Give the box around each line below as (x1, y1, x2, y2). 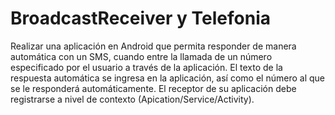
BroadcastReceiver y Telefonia (10, 7, 271, 30)
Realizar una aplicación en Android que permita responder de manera (10, 40, 297, 52)
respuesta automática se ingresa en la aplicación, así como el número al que (10, 72, 325, 84)
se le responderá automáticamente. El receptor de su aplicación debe (10, 82, 297, 94)
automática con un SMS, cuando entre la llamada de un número (10, 50, 273, 62)
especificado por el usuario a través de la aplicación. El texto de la (10, 61, 283, 73)
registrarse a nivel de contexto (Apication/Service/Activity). (10, 93, 255, 105)
